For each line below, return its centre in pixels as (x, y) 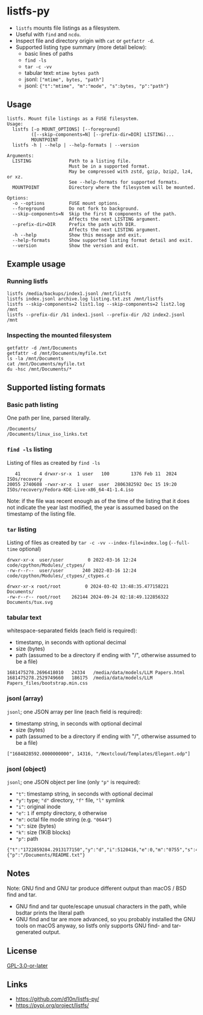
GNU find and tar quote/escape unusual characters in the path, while (101, 906)
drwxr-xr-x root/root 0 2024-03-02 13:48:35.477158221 (88, 587)
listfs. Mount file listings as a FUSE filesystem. (73, 118)
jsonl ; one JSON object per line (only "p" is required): (74, 782)
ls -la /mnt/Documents (35, 358)
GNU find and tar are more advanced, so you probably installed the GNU (105, 919)
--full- (180, 543)
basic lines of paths (49, 53)
